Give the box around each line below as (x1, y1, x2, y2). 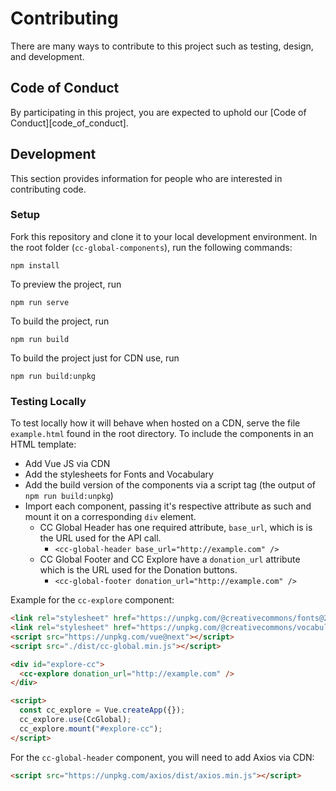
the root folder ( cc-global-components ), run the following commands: (10, 241, 293, 253)
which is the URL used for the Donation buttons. (39, 564, 238, 576)
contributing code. (10, 183, 87, 195)
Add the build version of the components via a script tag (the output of (24, 479, 317, 491)
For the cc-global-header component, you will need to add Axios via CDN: (10, 751, 315, 763)
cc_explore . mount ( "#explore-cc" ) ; (19, 723, 163, 734)
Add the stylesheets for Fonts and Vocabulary (24, 468, 214, 481)
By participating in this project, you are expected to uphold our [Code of (10, 106, 307, 118)
